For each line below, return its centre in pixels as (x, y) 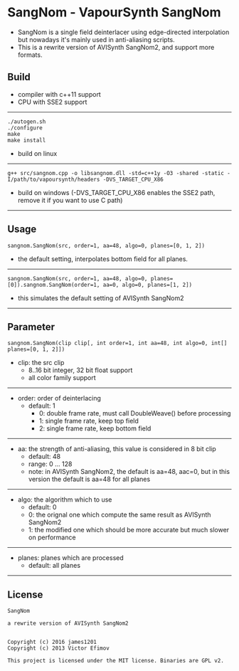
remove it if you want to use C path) (70, 200)
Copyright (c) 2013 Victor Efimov (59, 648)
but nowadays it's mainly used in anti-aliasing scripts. (96, 39)
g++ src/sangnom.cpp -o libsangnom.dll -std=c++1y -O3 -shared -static (116, 173)
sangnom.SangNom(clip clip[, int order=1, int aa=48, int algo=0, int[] (117, 343)
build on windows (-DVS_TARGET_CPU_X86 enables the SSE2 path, (116, 192)
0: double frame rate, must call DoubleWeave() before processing (135, 413)
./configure (25, 128)
